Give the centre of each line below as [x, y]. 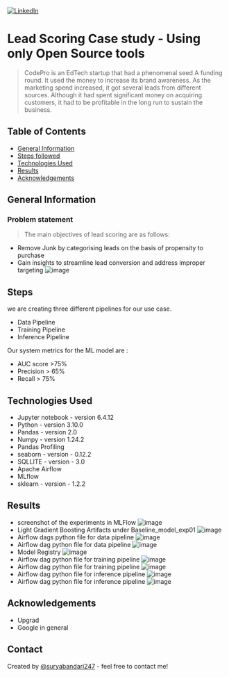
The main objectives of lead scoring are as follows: [97, 235]
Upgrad [28, 620]
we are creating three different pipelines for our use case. [90, 309]
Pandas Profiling [41, 447]
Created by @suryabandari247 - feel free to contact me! [88, 666]
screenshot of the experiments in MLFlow [77, 522]
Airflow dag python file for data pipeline [74, 544]
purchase [31, 255]
